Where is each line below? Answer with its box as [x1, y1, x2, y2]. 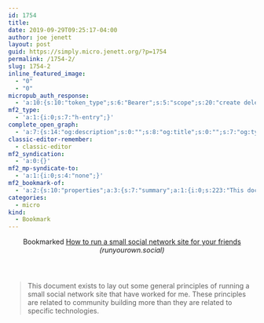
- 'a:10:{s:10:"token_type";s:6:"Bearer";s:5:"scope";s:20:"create [15, 99, 241, 107]
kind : [8, 209, 26, 216]
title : [8, 19, 30, 27]
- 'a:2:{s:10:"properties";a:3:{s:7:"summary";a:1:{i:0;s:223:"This [15, 186, 244, 194]
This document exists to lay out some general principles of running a [27, 281, 250, 291]
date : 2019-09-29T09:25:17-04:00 [8, 26, 118, 34]
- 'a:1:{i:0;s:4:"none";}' [15, 172, 104, 180]
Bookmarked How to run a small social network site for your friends [23, 237, 241, 247]
